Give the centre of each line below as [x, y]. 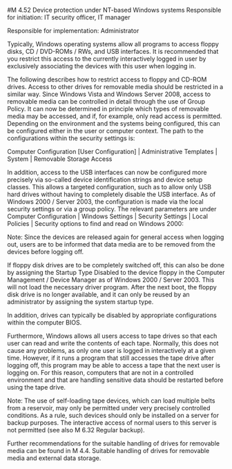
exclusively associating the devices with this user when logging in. [102, 66]
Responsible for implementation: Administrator [73, 31]
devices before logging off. [46, 252]
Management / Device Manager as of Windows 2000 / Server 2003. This [111, 280]
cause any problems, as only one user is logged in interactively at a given [112, 351]
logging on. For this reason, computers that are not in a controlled [100, 373]
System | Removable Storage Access [60, 159]
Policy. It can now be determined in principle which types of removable [108, 109]
